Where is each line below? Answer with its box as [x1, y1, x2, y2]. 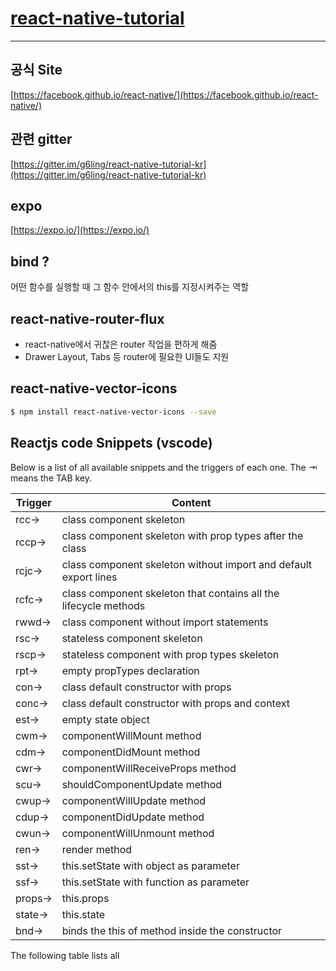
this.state [61, 907, 106, 921]
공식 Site [10, 62, 63, 79]
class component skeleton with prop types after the [61, 528, 304, 542]
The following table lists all [10, 949, 120, 961]
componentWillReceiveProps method [61, 761, 237, 775]
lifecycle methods [61, 598, 146, 612]
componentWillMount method [61, 728, 202, 742]
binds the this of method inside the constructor [61, 923, 283, 937]
